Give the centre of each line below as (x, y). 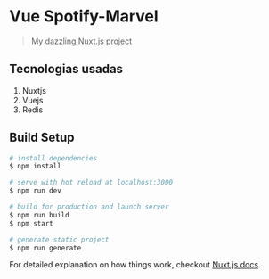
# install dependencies (53, 158)
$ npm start (31, 223)
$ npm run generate (45, 248)
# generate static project (59, 239)
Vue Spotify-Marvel (84, 16)
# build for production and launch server (89, 207)
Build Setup (42, 138)
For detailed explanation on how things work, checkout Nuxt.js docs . (135, 265)
